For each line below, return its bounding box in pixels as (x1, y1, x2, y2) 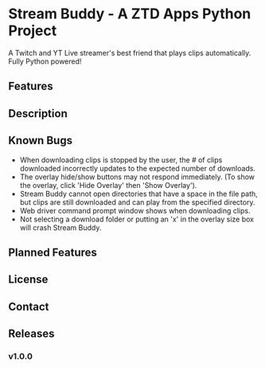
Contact (8, 299, 49, 313)
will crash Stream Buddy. (19, 222, 102, 232)
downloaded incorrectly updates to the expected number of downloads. (19, 163, 256, 173)
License (8, 272, 49, 287)
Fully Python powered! (8, 57, 82, 66)
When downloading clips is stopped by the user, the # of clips (19, 155, 223, 164)
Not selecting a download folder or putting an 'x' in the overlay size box (19, 214, 255, 224)
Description (8, 107, 68, 120)
